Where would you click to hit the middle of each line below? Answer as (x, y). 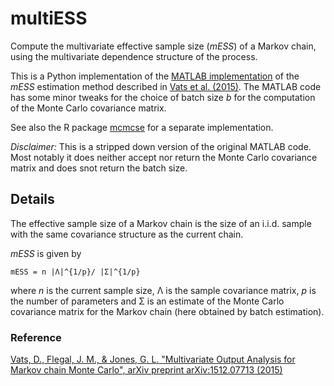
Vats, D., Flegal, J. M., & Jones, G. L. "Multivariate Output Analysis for (153, 359)
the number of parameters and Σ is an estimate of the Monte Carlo (147, 301)
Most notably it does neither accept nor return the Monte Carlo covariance (164, 157)
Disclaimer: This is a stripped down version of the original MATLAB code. (161, 146)
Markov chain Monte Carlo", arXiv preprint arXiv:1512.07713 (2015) (146, 370)
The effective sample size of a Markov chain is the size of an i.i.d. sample (161, 223)
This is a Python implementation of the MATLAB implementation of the (155, 76)
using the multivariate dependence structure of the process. (134, 56)
